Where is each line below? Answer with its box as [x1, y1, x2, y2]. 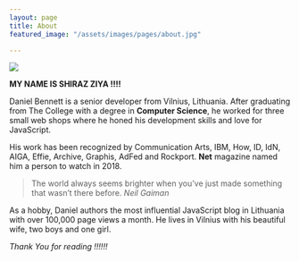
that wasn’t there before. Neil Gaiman [30, 188, 170, 198]
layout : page [9, 13, 58, 22]
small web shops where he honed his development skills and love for [9, 115, 262, 126]
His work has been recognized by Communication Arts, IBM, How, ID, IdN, [9, 142, 281, 153]
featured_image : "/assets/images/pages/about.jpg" [9, 29, 202, 38]
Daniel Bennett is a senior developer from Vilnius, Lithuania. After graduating [9, 96, 291, 107]
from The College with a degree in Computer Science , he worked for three [9, 105, 285, 116]
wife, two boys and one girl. [9, 224, 112, 235]
